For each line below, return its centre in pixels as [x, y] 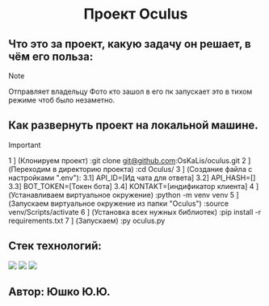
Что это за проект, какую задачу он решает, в [130, 44]
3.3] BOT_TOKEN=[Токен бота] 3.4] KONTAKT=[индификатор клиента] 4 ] [134, 186]
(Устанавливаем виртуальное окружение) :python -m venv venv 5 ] [124, 195]
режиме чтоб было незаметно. [62, 100]
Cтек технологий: [55, 246]
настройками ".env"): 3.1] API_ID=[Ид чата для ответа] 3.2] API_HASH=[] [132, 178]
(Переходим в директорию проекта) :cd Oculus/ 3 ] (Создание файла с [130, 169]
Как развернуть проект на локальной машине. [133, 126]
